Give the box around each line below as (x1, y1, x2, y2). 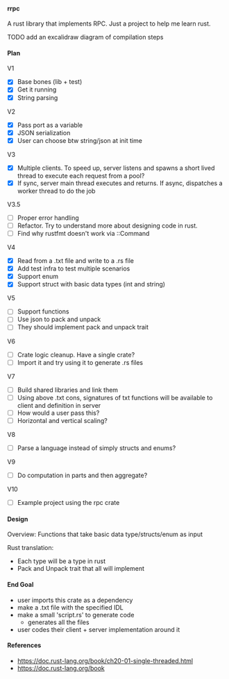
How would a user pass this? (17, 409, 100, 417)
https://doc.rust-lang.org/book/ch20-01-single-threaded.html (17, 656, 193, 664)
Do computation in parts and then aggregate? (17, 471, 148, 479)
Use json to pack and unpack (17, 315, 101, 324)
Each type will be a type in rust (17, 557, 106, 565)
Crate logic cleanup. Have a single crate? (17, 350, 135, 359)
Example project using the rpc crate (17, 499, 120, 507)
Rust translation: (7, 544, 54, 552)
